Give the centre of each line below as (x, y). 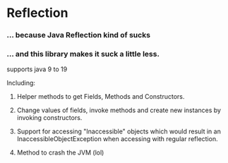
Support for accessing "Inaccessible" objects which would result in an (119, 131)
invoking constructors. (49, 118)
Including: (21, 83)
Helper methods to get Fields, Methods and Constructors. (101, 97)
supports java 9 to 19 (37, 69)
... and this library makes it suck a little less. (83, 54)
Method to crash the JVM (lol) (60, 152)
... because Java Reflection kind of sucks (79, 35)
